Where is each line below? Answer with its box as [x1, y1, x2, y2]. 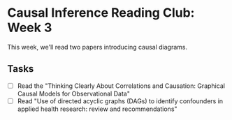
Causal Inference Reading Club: [7, 5, 195, 21]
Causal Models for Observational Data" [17, 89, 131, 98]
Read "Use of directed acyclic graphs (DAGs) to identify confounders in [17, 96, 224, 105]
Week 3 [7, 20, 52, 36]
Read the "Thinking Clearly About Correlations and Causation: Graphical [17, 82, 226, 90]
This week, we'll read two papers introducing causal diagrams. [7, 43, 188, 51]
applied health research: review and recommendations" [17, 105, 177, 113]
